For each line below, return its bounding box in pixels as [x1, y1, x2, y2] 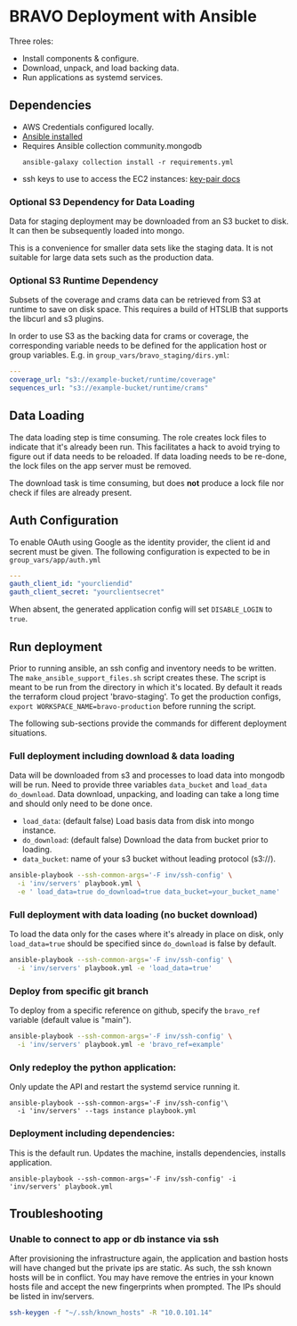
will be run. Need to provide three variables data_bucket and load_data [9, 779, 268, 790]
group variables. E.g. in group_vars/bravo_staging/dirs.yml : [9, 350, 229, 360]
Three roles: [9, 36, 54, 46]
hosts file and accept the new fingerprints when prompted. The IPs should [9, 1281, 282, 1292]
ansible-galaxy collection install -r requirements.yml [21, 158, 234, 167]
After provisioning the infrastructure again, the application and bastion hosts [9, 1253, 289, 1264]
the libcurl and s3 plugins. [9, 314, 104, 325]
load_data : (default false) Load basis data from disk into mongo [21, 816, 255, 827]
